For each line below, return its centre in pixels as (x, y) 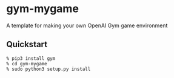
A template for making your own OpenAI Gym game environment (87, 25)
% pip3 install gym (31, 58)
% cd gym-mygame (27, 63)
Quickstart (27, 44)
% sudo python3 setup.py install (49, 69)
